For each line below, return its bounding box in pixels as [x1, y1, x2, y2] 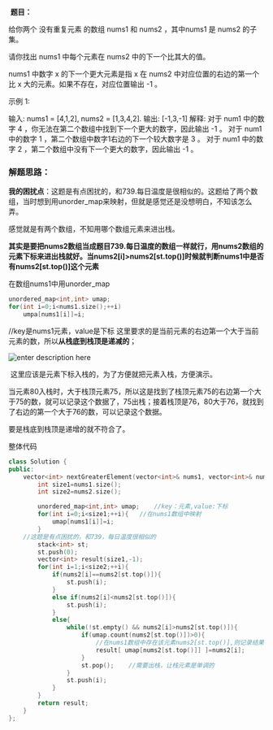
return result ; [37, 699, 89, 707]
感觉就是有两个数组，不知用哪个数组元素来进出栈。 [8, 224, 180, 234]
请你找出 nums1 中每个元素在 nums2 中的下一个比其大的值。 [8, 52, 210, 61]
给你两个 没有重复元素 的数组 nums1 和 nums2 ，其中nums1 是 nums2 [8, 24, 241, 34]
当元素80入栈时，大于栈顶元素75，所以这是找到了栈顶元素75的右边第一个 [8, 386, 254, 396]
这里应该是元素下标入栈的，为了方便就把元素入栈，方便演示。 [10, 369, 217, 379]
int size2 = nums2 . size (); [37, 488, 122, 496]
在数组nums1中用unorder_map [8, 279, 110, 289]
